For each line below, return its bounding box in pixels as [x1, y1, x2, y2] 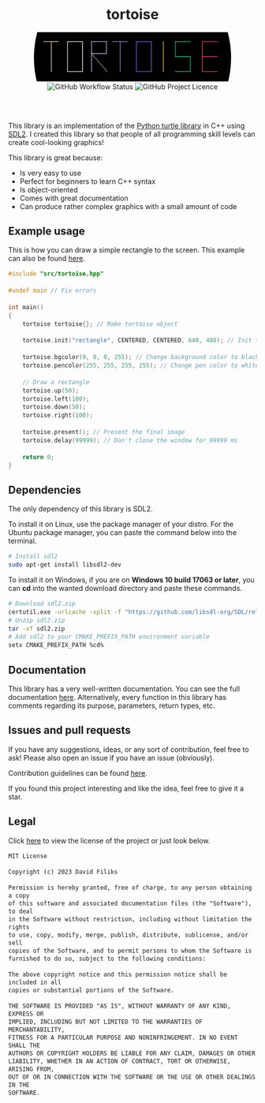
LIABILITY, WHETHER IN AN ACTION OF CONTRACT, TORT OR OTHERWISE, [8, 1057, 231, 1065]
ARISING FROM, [8, 1065, 55, 1073]
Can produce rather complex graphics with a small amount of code [19, 201, 237, 211]
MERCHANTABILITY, [8, 1026, 65, 1034]
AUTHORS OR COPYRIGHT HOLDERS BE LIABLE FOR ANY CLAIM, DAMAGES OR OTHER [8, 1049, 256, 1057]
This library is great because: [8, 152, 103, 163]
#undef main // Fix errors [8, 286, 97, 295]
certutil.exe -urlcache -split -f [8, 608, 122, 616]
